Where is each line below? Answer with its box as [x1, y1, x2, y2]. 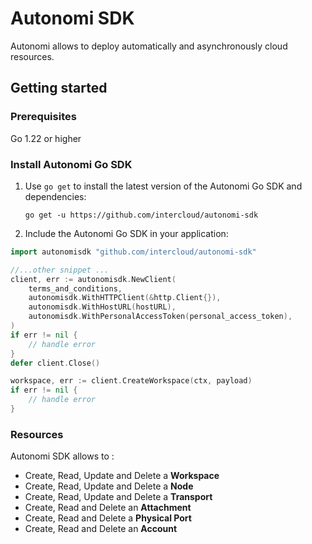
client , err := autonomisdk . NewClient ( [10, 274, 177, 284]
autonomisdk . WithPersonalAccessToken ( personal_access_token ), [28, 312, 293, 322]
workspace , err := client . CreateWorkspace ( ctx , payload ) [10, 376, 253, 386]
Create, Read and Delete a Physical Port [24, 512, 192, 524]
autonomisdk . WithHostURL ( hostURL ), [28, 302, 177, 312]
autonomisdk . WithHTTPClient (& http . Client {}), [28, 293, 222, 303]
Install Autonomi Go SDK [10, 157, 133, 171]
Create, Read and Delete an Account [24, 523, 178, 535]
